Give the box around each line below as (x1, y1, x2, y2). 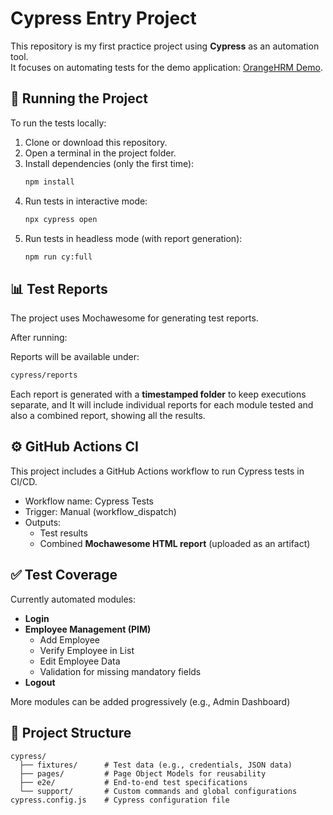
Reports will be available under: (10, 351, 140, 363)
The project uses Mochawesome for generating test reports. (10, 312, 259, 324)
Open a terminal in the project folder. (24, 147, 177, 159)
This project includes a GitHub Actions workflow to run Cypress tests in (10, 465, 305, 477)
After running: (10, 332, 68, 344)
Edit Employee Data (39, 655, 121, 667)
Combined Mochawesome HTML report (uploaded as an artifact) (39, 537, 311, 549)
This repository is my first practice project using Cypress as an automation (10, 40, 320, 52)
